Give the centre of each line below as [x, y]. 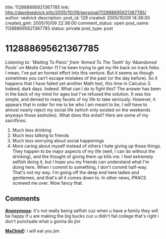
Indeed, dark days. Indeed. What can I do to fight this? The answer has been [83, 89]
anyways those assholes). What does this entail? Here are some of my [77, 115]
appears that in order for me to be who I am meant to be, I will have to [76, 105]
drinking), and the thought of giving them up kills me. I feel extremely [83, 156]
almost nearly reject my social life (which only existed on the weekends [78, 110]
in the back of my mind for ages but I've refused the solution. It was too [78, 94]
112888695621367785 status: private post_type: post [59, 28]
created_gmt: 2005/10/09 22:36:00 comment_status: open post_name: [77, 23]
